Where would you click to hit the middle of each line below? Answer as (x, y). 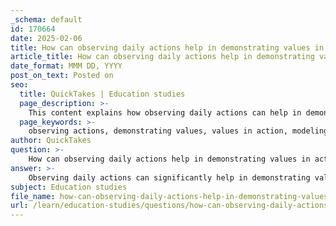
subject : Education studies (69, 187)
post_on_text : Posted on (62, 76)
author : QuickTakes (51, 141)
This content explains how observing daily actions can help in (165, 112)
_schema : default (46, 19)
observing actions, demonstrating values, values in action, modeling (178, 131)
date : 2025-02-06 (46, 38)
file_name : (33, 196)
